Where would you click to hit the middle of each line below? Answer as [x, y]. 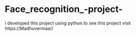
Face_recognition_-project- [64, 9]
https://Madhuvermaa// [29, 28]
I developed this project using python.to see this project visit [68, 23]
